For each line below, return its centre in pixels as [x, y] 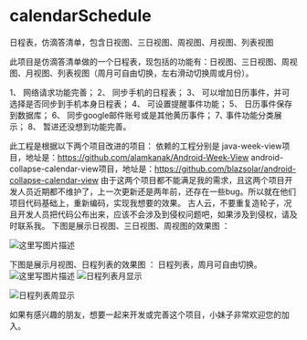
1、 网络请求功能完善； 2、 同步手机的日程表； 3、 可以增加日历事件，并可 [150, 92]
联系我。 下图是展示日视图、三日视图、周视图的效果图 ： [123, 225]
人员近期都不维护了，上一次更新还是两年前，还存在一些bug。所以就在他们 [157, 191]
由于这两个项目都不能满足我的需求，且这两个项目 [192, 180]
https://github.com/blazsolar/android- [225, 169]
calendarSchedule [81, 16]
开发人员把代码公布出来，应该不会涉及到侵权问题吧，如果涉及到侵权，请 [153, 214]
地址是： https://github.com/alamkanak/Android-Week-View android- [154, 157]
